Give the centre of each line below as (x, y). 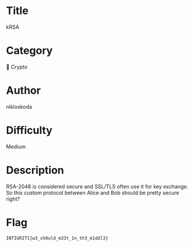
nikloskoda (19, 107)
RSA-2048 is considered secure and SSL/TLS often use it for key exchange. (97, 186)
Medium (16, 146)
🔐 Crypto (17, 67)
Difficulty (29, 131)
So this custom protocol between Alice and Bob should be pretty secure (93, 193)
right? (13, 199)
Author (23, 90)
